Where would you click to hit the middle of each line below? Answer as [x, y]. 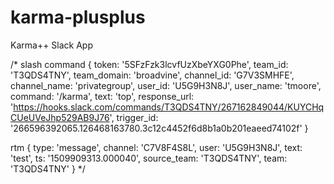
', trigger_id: [134, 117]
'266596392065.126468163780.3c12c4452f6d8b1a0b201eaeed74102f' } [159, 128]
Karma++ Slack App [52, 45]
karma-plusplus [78, 17]
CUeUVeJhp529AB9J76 [60, 117]
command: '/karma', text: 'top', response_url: [102, 96]
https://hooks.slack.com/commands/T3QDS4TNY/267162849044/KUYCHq [169, 107]
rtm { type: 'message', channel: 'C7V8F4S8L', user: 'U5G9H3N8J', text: [156, 147]
